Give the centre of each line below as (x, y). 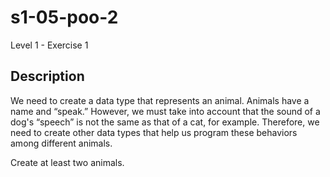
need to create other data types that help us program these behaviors (154, 132)
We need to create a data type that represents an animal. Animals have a (160, 100)
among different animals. (61, 143)
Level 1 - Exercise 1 (49, 45)
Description (47, 76)
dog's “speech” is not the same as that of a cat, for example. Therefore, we (165, 122)
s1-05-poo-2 (64, 17)
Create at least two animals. (67, 162)
